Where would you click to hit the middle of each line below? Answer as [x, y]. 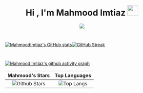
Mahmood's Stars [29, 75]
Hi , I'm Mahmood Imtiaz [76, 13]
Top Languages [73, 75]
